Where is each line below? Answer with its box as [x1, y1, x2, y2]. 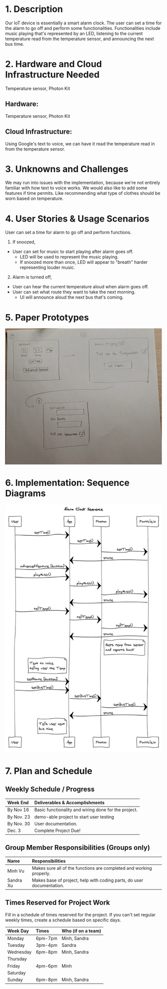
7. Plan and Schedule [5, 765, 93, 776]
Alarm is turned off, [12, 274, 52, 280]
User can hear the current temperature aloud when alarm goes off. [12, 284, 149, 290]
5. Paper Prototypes [5, 312, 89, 323]
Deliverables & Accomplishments [34, 800, 105, 806]
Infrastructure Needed [5, 69, 100, 81]
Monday [7, 935, 24, 941]
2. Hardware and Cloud [5, 59, 102, 70]
